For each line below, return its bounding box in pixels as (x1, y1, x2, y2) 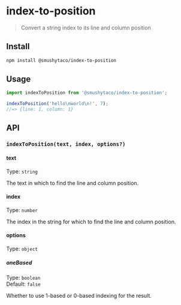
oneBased (6, 259, 32, 266)
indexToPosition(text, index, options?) (6, 141, 126, 148)
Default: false (6, 280, 41, 288)
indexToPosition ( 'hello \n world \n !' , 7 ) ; (6, 101, 109, 107)
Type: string (6, 168, 38, 175)
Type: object (6, 245, 38, 252)
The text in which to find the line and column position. (6, 179, 139, 187)
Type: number (6, 206, 38, 214)
